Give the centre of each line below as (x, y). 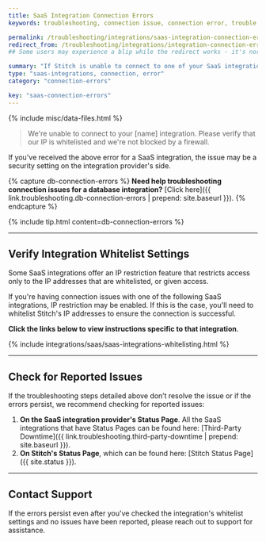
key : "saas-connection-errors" (60, 95)
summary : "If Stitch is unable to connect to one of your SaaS (115, 67)
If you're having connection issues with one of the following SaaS (115, 297)
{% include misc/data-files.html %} (65, 118)
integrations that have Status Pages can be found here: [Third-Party (130, 428)
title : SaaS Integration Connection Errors (81, 15)
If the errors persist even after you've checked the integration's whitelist (126, 513)
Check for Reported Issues (76, 376)
